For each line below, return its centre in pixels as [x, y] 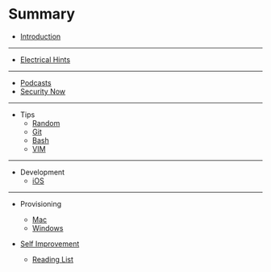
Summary [42, 14]
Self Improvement [50, 244]
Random [46, 123]
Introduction [40, 36]
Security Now [43, 91]
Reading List [53, 259]
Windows [48, 228]
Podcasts [35, 82]
